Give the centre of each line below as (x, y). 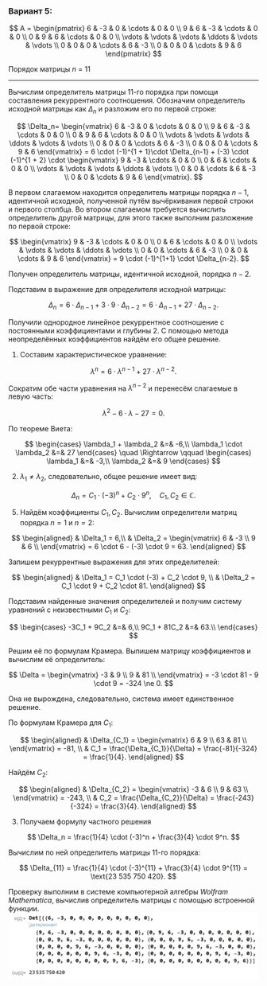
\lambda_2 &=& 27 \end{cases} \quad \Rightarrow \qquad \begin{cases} (133, 452)
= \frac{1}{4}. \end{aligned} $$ (133, 757)
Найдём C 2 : (28, 773)
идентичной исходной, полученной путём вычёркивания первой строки (131, 201)
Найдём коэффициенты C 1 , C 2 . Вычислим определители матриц (128, 513)
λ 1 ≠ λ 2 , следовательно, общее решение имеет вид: (108, 477)
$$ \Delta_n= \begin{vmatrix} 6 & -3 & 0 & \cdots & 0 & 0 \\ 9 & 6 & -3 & (133, 127)
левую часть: (31, 396)
